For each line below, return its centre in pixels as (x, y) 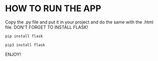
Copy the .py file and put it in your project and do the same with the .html (79, 22)
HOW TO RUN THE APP (53, 9)
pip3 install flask (25, 45)
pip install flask (24, 36)
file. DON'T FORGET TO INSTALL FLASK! (47, 27)
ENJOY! (13, 54)
